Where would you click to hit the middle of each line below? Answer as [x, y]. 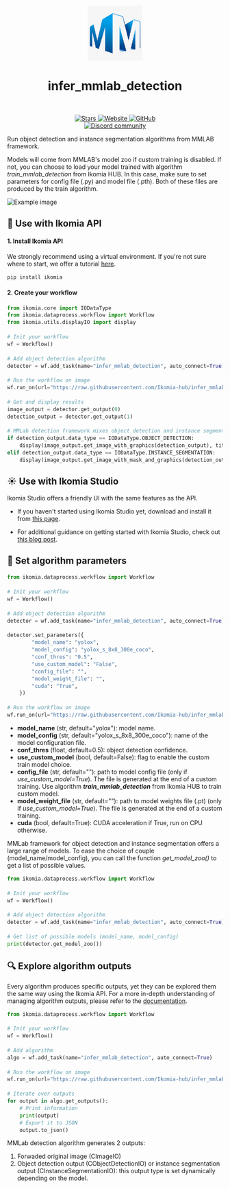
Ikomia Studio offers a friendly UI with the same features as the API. [102, 498]
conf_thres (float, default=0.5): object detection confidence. [102, 750]
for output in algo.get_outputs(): [58, 1101]
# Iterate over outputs [41, 1094]
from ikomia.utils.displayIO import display [72, 323]
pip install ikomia [35, 277]
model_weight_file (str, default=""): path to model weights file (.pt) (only [119, 800]
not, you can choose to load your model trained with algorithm [95, 167]
